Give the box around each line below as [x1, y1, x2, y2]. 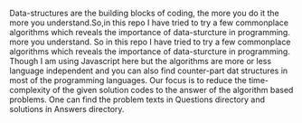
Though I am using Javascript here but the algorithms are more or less [9, 56, 272, 66]
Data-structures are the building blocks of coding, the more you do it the [9, 8, 280, 18]
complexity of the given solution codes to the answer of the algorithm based [9, 85, 294, 95]
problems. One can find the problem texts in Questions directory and [9, 94, 265, 105]
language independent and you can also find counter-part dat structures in [9, 65, 288, 76]
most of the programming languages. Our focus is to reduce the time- [9, 75, 269, 85]
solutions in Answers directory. [9, 104, 125, 114]
